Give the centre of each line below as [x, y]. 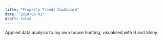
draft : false [18, 19]
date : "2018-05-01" [25, 14]
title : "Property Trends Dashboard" [42, 10]
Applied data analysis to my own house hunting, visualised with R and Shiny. [82, 33]
